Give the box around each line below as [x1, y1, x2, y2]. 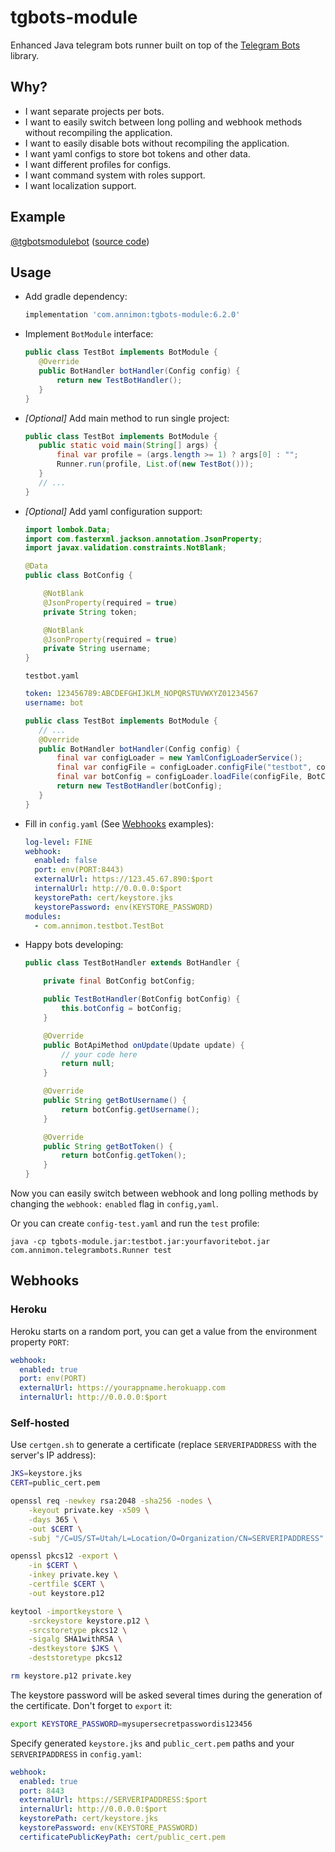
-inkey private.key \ [28, 1570, 118, 1580]
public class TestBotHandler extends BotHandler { [24, 958, 241, 968]
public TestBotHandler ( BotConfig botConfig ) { [43, 994, 241, 1005]
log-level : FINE [24, 837, 93, 847]
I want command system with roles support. [24, 169, 206, 181]
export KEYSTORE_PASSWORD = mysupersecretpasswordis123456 [10, 1719, 253, 1729]
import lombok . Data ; [24, 524, 111, 535]
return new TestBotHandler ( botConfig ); [56, 781, 223, 791]
